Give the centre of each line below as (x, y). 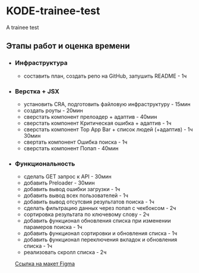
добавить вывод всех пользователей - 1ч (76, 196)
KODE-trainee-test (53, 11)
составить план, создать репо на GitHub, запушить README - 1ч (105, 76)
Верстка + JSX (37, 91)
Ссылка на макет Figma (45, 264)
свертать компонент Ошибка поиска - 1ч (75, 142)
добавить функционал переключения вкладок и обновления (100, 240)
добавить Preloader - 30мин (59, 183)
